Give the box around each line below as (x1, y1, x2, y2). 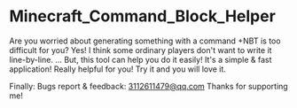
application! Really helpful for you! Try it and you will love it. (9, 64, 226, 74)
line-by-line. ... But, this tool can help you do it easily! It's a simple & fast (9, 54, 272, 65)
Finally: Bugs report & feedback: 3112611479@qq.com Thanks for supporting (9, 81, 288, 91)
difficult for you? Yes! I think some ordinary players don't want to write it (9, 44, 272, 55)
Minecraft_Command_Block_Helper (9, 6, 277, 27)
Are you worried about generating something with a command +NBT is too (9, 35, 281, 46)
